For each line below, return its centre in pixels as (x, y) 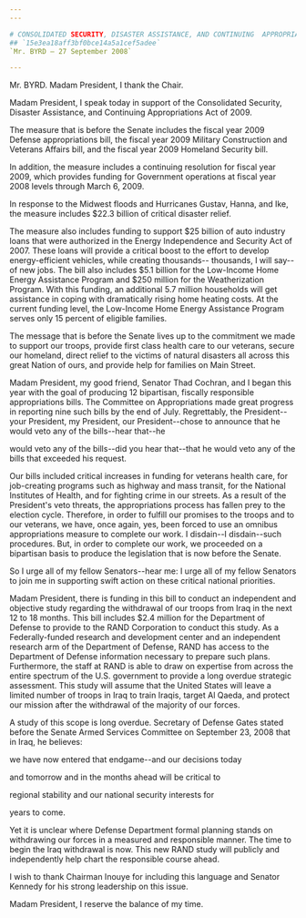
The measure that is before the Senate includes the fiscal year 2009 (137, 130)
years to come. (37, 812)
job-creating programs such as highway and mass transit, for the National (148, 486)
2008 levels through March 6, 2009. (77, 187)
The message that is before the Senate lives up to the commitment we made (153, 336)
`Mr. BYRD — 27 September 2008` (71, 51)
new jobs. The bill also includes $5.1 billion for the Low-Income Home (149, 270)
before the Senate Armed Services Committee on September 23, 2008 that (150, 732)
